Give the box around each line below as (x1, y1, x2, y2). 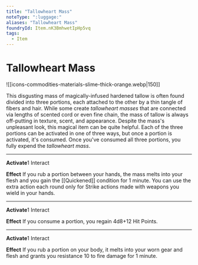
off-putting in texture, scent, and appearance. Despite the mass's (6, 117, 165, 124)
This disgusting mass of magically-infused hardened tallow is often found (6, 92, 184, 99)
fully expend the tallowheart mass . (6, 142, 91, 149)
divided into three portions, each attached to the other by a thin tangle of (6, 98, 183, 105)
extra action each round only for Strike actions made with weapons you (6, 183, 180, 190)
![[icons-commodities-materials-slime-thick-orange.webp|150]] (6, 81, 160, 88)
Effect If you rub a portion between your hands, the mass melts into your (6, 170, 183, 177)
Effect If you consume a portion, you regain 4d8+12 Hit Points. (6, 217, 158, 224)
